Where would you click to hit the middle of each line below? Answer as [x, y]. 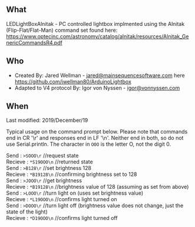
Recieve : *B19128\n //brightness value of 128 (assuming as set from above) [97, 187]
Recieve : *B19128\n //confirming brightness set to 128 [72, 174]
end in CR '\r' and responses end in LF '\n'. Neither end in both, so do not [95, 138]
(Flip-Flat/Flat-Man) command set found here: [62, 30]
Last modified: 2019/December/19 [47, 121]
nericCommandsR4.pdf [34, 42]
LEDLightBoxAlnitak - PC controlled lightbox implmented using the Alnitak [95, 24]
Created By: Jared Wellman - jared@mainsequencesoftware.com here [100, 75]
